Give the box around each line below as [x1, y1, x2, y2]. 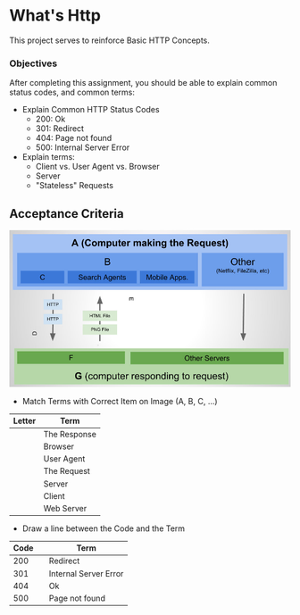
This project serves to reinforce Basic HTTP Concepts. [9, 35, 210, 46]
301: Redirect [35, 123, 85, 134]
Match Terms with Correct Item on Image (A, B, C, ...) [21, 395, 218, 406]
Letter [12, 416, 37, 427]
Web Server [43, 503, 87, 514]
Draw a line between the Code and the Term [21, 523, 186, 534]
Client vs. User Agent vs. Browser [35, 162, 161, 172]
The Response [43, 428, 96, 439]
